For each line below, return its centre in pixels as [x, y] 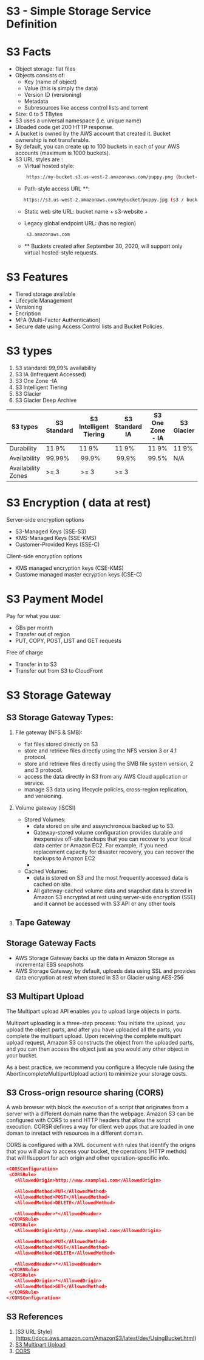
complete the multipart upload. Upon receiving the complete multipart [93, 1036]
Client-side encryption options [44, 556]
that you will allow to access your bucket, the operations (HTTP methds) [97, 1151]
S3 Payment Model [55, 599]
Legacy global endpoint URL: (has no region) [80, 223]
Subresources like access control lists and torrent [86, 108]
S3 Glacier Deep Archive [46, 400]
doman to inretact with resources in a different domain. [75, 1133]
